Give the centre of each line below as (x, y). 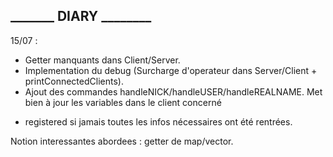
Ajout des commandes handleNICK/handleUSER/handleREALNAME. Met (173, 91)
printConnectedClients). (74, 81)
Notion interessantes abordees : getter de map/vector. (122, 141)
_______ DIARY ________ (81, 16)
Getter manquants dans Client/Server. (102, 60)
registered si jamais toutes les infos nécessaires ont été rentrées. (158, 121)
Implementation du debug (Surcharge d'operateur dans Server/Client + (171, 70)
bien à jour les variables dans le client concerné (123, 102)
